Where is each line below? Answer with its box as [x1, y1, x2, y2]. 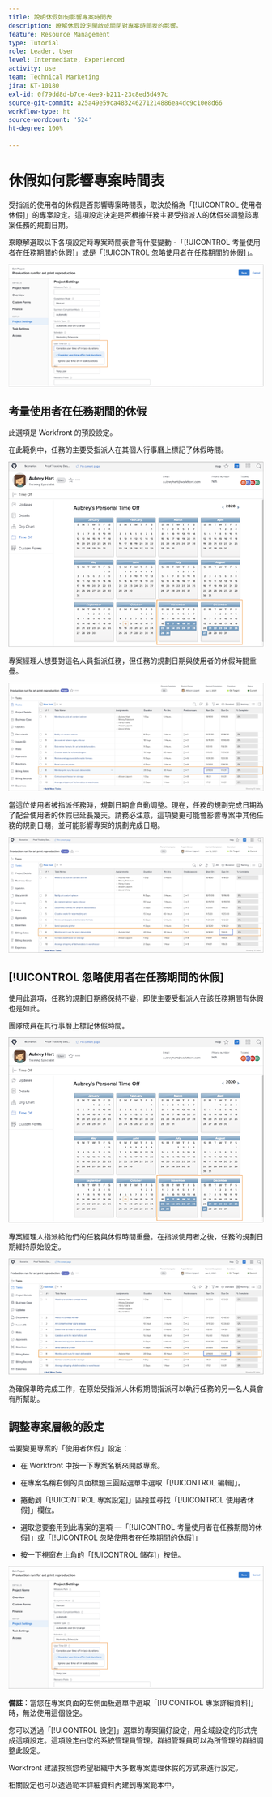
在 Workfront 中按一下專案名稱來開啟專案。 [19, 1460, 164, 1470]
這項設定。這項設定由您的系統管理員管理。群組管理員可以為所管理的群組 [15, 1735, 257, 1745]
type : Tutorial [8, 39, 60, 47]
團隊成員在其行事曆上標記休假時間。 [8, 1021, 130, 1031]
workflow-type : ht [8, 107, 70, 115]
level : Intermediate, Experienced [8, 56, 125, 64]
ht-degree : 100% [8, 124, 63, 133]
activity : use [8, 65, 57, 73]
